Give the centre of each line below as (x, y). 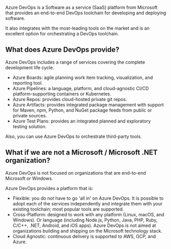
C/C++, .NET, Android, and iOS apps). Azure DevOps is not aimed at (84, 225)
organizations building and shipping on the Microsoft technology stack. (87, 231)
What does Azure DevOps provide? (62, 50)
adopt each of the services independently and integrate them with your (88, 203)
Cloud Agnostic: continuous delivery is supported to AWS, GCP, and (84, 236)
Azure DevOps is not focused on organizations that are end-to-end (76, 173)
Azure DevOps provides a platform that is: (49, 188)
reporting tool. (28, 83)
